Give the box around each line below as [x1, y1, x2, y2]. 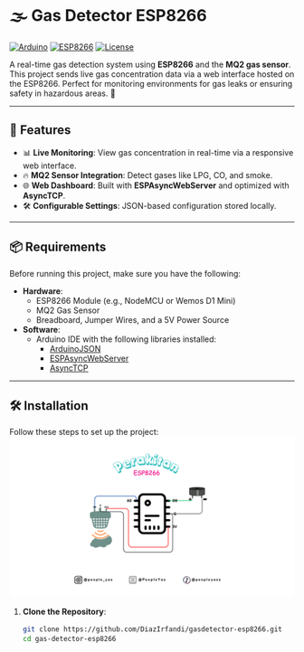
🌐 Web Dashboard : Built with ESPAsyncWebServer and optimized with [22, 180, 290, 191]
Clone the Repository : [22, 606, 107, 617]
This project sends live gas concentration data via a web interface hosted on [9, 68, 295, 80]
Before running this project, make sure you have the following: [9, 268, 242, 279]
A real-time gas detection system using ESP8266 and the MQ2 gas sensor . [9, 59, 291, 70]
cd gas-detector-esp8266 [22, 634, 117, 643]
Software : [22, 324, 61, 335]
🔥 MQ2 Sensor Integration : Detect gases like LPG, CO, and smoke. [22, 169, 273, 180]
